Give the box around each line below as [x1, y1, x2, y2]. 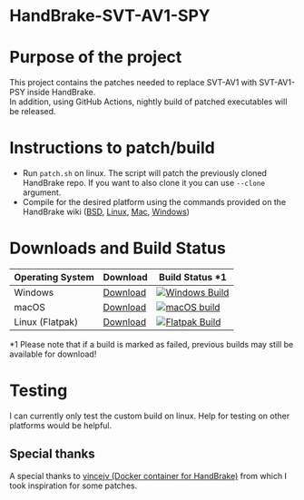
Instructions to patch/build [9, 138, 215, 159]
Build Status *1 [158, 271, 227, 283]
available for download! [9, 348, 97, 359]
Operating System [14, 271, 94, 283]
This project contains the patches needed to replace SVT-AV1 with [9, 77, 258, 88]
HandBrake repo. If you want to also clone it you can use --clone [22, 178, 266, 189]
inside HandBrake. [26, 87, 96, 98]
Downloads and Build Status [9, 238, 227, 259]
